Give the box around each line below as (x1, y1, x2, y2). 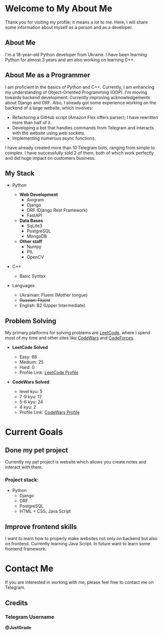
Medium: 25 (19, 359, 44, 365)
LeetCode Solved (12, 344, 48, 350)
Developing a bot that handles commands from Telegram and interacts (12, 124, 154, 130)
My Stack (5, 169, 35, 177)
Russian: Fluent (19, 297, 51, 303)
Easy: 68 (19, 354, 38, 360)
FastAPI (26, 213, 42, 219)
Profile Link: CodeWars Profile (19, 410, 80, 415)
